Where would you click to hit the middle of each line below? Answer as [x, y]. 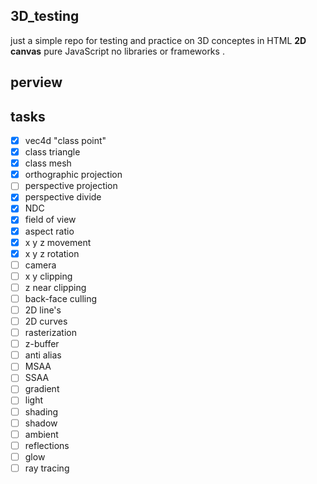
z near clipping [55, 287]
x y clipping [48, 276]
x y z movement [58, 242]
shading [41, 411]
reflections [47, 445]
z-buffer [42, 344]
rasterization [50, 333]
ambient [41, 434]
